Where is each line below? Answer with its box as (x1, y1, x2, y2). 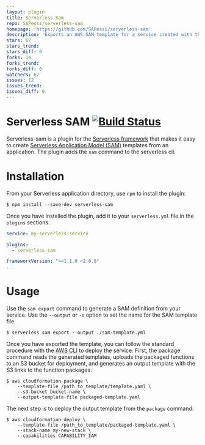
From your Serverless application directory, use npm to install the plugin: (6, 189, 186, 197)
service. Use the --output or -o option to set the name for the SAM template (6, 311, 198, 318)
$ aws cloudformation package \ (6, 378, 88, 384)
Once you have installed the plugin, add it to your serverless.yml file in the (6, 212, 194, 219)
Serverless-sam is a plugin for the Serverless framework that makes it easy (6, 135, 196, 142)
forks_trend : (6, 60, 40, 66)
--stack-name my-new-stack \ (17, 427, 92, 434)
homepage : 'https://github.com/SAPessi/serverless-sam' (6, 26, 151, 32)
